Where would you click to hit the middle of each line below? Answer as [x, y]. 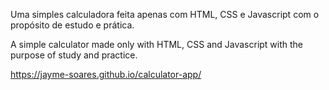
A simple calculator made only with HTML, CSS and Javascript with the [157, 44]
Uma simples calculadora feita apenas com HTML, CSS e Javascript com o [165, 14]
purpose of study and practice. [74, 55]
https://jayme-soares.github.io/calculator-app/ [106, 74]
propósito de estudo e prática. [72, 25]
